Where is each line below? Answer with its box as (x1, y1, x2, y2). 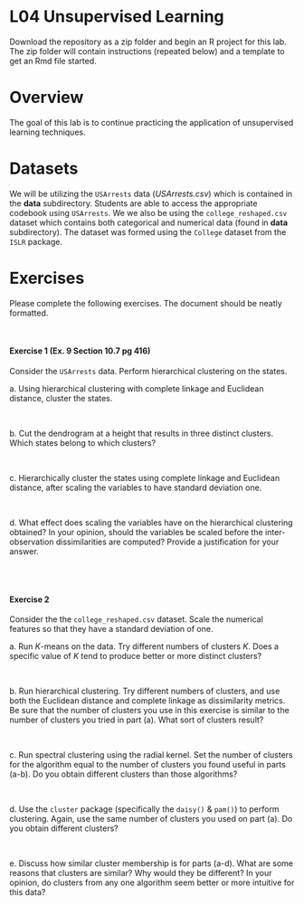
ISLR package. (9, 236, 63, 247)
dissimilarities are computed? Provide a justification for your (55, 536, 280, 547)
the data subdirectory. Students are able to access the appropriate (9, 197, 258, 209)
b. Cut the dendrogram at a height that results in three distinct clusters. (9, 428, 274, 438)
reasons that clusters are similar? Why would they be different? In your (9, 868, 272, 879)
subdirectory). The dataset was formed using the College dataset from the (9, 226, 287, 237)
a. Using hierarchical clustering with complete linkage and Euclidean (9, 382, 264, 394)
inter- (265, 526, 286, 537)
